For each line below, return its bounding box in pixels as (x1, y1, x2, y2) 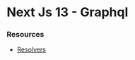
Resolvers (16, 45, 47, 54)
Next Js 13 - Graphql (6, 4, 129, 20)
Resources (6, 30, 45, 40)
